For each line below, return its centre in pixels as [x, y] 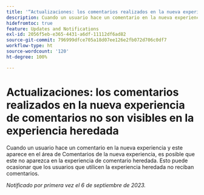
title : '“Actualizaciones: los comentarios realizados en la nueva [93, 12]
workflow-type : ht [29, 46]
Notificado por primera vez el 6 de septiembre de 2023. [76, 185]
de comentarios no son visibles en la [100, 118]
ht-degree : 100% [27, 57]
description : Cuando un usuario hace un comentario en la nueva [89, 18]
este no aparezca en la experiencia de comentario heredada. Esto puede [97, 160]
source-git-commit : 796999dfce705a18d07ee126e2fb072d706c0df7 [87, 40]
